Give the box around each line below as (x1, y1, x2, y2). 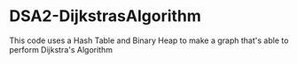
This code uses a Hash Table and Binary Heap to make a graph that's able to (9, 35, 289, 46)
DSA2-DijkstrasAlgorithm (9, 6, 202, 26)
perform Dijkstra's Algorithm (9, 44, 113, 54)
